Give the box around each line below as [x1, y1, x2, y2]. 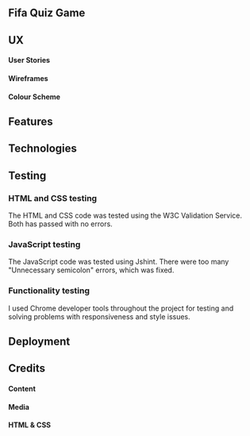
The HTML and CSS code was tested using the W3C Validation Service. [8, 210, 243, 221]
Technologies [8, 142, 78, 156]
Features [8, 114, 53, 128]
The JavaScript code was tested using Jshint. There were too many [8, 257, 229, 267]
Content [8, 384, 36, 393]
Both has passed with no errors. [8, 219, 113, 229]
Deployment [8, 335, 71, 349]
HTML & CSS [8, 420, 52, 430]
